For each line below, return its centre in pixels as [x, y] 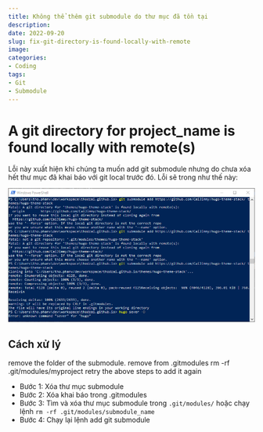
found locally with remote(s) [102, 147]
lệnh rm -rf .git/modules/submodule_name [87, 412]
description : [29, 25]
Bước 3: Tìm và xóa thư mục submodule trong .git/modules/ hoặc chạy [135, 403]
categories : [27, 58]
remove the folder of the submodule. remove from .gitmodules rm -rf [119, 363]
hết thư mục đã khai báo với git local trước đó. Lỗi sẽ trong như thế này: [123, 177]
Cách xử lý [34, 344]
